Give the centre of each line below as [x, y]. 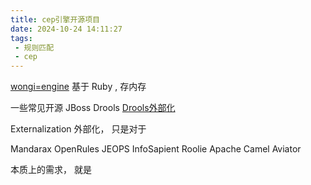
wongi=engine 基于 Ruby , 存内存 [78, 87]
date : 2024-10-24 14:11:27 [66, 29]
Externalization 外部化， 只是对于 [78, 129]
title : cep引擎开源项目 [55, 19]
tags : [21, 38]
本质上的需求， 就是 [51, 170]
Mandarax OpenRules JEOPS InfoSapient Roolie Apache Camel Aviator [156, 149]
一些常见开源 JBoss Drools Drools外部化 [93, 108]
